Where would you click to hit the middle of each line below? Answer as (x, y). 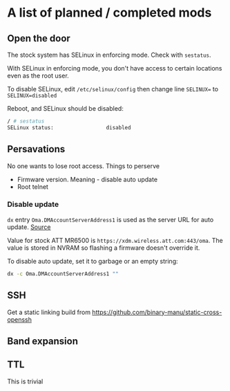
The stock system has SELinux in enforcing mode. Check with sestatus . (109, 55)
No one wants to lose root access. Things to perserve (84, 166)
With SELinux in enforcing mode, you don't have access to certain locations (115, 68)
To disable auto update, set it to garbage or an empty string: (93, 261)
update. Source (29, 227)
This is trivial (25, 381)
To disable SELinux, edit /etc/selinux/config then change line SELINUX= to (113, 89)
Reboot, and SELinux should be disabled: (66, 108)
